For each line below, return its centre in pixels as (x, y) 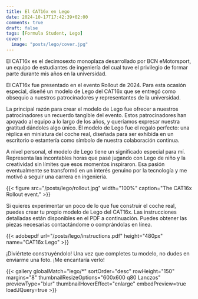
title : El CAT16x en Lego (38, 11)
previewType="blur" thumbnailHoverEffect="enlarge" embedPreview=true (96, 284)
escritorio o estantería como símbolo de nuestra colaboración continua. (93, 140)
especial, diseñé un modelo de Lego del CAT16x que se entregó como (91, 91)
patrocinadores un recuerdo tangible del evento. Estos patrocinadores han (96, 115)
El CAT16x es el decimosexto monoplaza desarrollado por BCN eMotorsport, (99, 61)
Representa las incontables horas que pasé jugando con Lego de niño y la (96, 158)
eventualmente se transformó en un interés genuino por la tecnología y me (97, 170)
